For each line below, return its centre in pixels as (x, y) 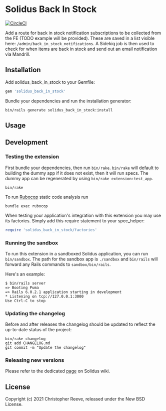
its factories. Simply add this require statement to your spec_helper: (75, 221)
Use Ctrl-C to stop (25, 301)
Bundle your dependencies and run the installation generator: (68, 101)
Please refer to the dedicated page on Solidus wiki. (58, 371)
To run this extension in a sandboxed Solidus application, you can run (77, 253)
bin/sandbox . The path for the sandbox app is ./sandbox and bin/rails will (81, 259)
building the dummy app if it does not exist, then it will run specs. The (77, 173)
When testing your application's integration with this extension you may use (83, 215)
